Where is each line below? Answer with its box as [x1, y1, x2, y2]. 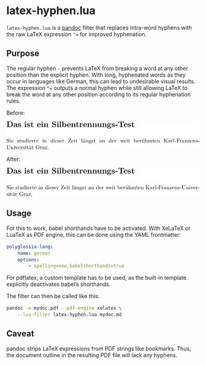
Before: [6, 109, 25, 117]
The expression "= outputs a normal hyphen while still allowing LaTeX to [6, 84, 188, 91]
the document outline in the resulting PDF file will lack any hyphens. [6, 351, 178, 359]
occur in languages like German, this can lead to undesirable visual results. [6, 77, 196, 85]
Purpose [6, 48, 40, 59]
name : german [17, 250, 51, 256]
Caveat [6, 329, 35, 339]
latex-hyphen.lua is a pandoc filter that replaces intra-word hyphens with [6, 24, 192, 31]
